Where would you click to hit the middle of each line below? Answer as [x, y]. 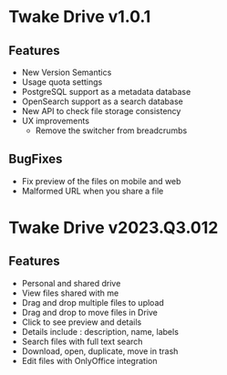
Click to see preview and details [82, 322]
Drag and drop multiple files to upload [93, 302]
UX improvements [56, 121]
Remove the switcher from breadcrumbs [111, 130]
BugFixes [36, 159]
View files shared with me [70, 293]
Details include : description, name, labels [100, 331]
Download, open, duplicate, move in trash [100, 351]
